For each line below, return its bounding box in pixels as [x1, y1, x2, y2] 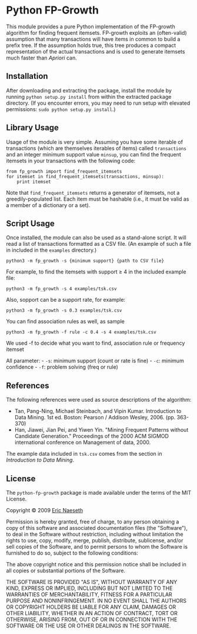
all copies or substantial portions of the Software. [6, 567, 125, 574]
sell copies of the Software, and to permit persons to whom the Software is [6, 543, 188, 550]
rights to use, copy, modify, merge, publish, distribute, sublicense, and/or [6, 537, 183, 544]
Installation [6, 71, 48, 81]
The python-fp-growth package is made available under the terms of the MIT [6, 489, 192, 496]
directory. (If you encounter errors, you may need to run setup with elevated [6, 99, 191, 106]
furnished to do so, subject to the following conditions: [6, 549, 138, 556]
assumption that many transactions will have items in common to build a [6, 35, 181, 42]
